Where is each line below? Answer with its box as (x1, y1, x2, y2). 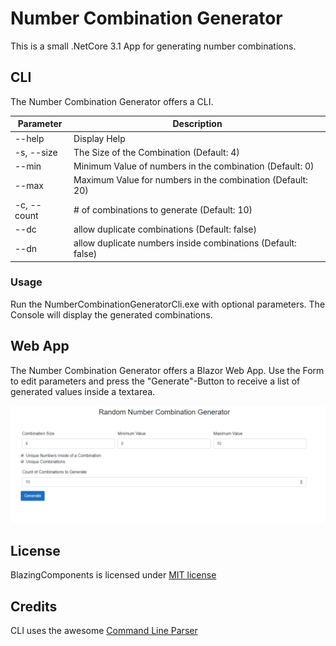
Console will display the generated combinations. (10, 308, 213, 321)
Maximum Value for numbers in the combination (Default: (73, 174, 308, 186)
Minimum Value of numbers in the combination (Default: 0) (73, 160, 315, 172)
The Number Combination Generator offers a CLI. (10, 95, 214, 107)
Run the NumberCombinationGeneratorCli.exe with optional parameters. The (10, 298, 326, 310)
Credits (10, 598, 58, 615)
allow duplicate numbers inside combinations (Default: (73, 237, 297, 249)
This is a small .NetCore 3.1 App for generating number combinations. (10, 40, 297, 52)
